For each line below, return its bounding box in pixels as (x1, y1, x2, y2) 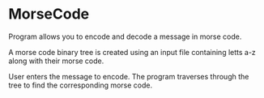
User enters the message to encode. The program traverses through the (8, 71, 249, 81)
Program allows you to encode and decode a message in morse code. (8, 32, 242, 41)
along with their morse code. (8, 56, 104, 66)
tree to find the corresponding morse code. (8, 80, 153, 90)
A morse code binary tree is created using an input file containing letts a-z (8, 47, 257, 57)
